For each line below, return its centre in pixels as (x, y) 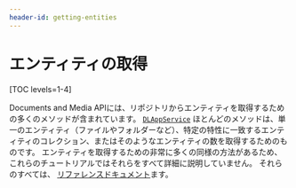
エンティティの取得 (79, 64)
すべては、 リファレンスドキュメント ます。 (95, 174)
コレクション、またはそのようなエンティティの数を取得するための (160, 141)
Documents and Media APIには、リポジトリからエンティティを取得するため (147, 107)
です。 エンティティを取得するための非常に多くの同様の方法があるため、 (149, 152)
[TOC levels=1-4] (40, 89)
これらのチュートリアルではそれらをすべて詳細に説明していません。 (133, 163)
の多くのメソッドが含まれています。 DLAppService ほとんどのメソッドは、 (144, 118)
